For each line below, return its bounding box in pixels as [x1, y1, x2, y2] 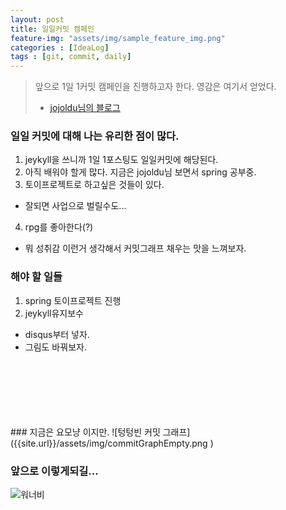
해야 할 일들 [10, 270, 63, 284]
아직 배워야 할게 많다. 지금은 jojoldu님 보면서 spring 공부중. [24, 166, 257, 178]
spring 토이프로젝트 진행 [24, 294, 122, 306]
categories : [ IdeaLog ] [10, 42, 110, 53]
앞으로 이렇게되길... [10, 464, 99, 478]
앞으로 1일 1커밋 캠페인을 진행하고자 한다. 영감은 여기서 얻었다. [34, 81, 277, 93]
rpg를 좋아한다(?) [24, 221, 94, 233]
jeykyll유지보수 [24, 307, 84, 319]
